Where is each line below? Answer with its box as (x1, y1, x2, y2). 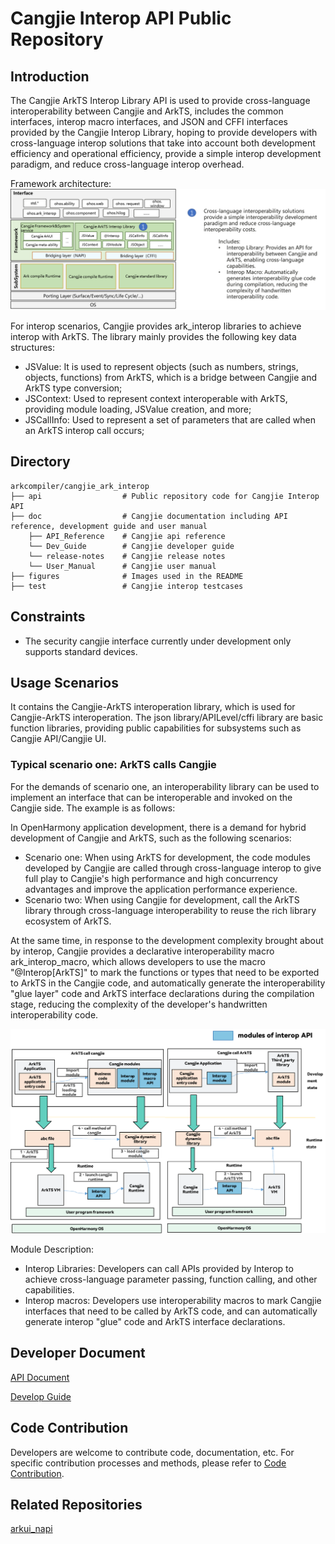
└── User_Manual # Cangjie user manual (28, 561, 217, 571)
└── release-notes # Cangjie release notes (28, 551, 226, 561)
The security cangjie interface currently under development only (24, 635, 292, 647)
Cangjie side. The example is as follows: (10, 802, 176, 814)
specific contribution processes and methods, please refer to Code (10, 1457, 287, 1469)
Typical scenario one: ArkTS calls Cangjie (10, 758, 217, 772)
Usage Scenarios (10, 674, 119, 691)
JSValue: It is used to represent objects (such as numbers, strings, (24, 360, 299, 372)
